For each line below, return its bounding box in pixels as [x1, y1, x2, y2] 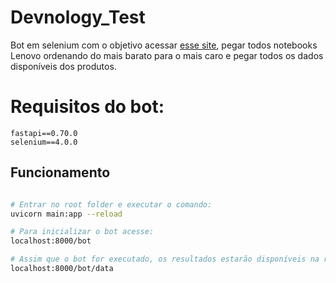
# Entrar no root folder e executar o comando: [10, 199, 213, 210]
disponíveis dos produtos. [10, 60, 117, 72]
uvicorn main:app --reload [10, 209, 123, 219]
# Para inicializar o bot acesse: [10, 227, 155, 237]
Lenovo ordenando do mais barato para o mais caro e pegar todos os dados [10, 49, 324, 61]
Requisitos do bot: [10, 96, 165, 118]
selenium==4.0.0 [10, 137, 78, 147]
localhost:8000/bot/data [10, 264, 114, 274]
